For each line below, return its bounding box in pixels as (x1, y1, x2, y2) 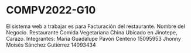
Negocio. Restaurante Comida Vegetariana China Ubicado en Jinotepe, (6, 29, 178, 36)
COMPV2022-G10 (6, 3, 96, 17)
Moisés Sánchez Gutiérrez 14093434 (6, 41, 96, 48)
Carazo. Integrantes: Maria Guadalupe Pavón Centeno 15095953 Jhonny (6, 35, 182, 42)
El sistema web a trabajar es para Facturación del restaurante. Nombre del (6, 23, 186, 30)
